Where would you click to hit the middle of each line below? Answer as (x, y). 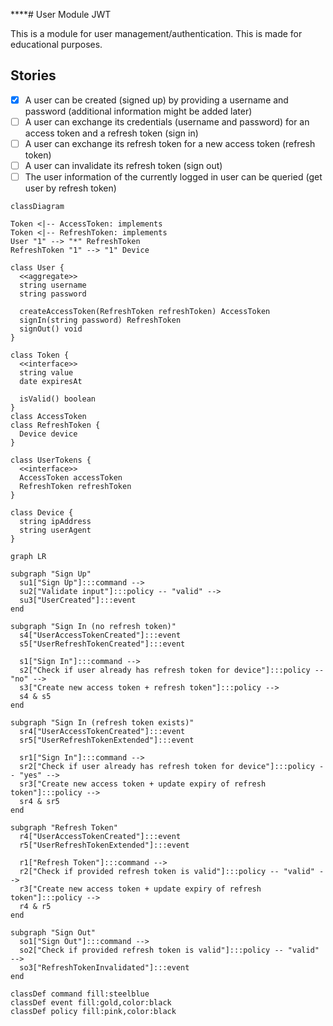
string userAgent (55, 530)
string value (46, 373)
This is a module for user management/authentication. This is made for (156, 33)
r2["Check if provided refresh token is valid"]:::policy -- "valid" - (172, 872)
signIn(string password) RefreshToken (100, 320)
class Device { (42, 513)
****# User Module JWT (61, 14)
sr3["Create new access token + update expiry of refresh (143, 784)
